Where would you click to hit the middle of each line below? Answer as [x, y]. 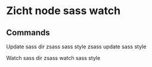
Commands [28, 33]
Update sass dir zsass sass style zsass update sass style [76, 46]
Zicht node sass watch [63, 11]
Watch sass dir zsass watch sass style [53, 58]
